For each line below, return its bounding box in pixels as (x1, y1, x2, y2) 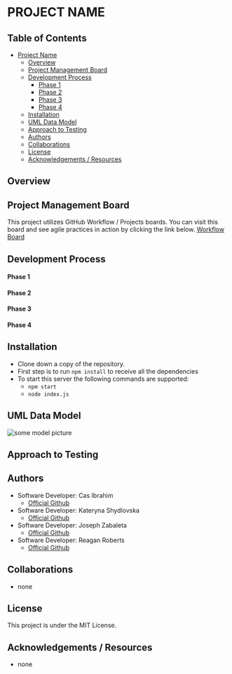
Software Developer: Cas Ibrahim (17, 491, 114, 499)
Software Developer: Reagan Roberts (17, 536, 125, 544)
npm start (27, 383, 57, 390)
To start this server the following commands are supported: (17, 375, 189, 383)
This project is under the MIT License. (7, 621, 117, 630)
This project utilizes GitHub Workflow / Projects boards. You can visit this (7, 218, 219, 227)
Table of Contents (7, 32, 88, 44)
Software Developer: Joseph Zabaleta (17, 520, 128, 530)
